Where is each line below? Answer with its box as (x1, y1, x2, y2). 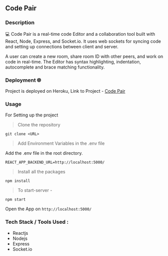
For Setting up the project (5, 112, 59, 118)
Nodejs (12, 235, 28, 241)
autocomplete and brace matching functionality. (5, 64, 105, 70)
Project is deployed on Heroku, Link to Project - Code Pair (5, 88, 126, 94)
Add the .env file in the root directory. (5, 150, 83, 156)
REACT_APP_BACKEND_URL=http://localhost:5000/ (5, 160, 105, 165)
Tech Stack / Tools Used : (5, 219, 69, 226)
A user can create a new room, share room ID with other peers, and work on (5, 53, 163, 59)
